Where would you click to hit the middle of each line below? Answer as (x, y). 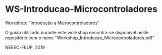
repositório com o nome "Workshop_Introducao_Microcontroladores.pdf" (80, 38)
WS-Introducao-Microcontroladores (81, 9)
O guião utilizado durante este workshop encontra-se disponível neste (77, 32)
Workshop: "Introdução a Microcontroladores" (53, 23)
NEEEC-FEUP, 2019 (25, 47)
